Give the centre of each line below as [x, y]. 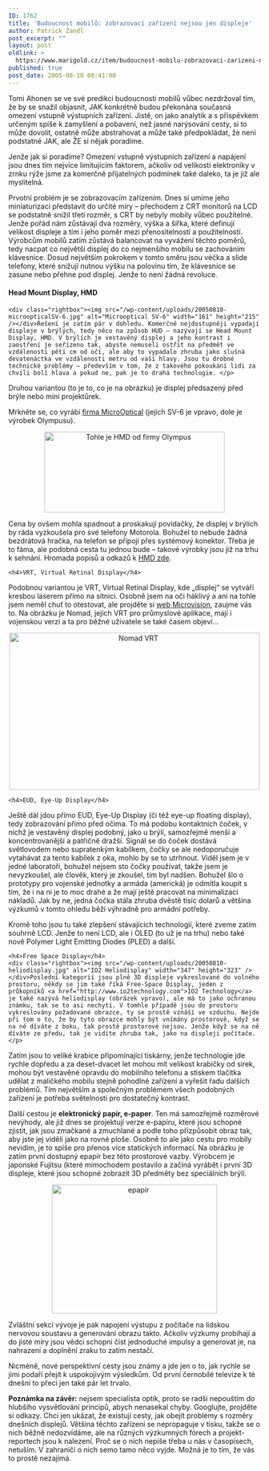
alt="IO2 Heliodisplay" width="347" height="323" [157, 970]
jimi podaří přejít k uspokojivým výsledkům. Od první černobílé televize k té [132, 1374]
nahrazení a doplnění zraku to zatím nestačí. [81, 1350]
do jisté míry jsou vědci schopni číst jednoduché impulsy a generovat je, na [132, 1342]
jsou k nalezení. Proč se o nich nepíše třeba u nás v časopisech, [148, 1441]
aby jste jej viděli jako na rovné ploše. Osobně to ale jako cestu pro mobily [130, 1139]
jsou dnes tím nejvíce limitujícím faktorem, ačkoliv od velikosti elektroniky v [132, 165]
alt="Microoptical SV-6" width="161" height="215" [173, 317]
